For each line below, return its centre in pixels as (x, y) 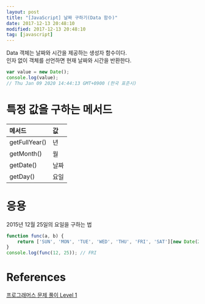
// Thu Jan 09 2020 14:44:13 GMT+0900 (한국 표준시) (72, 83)
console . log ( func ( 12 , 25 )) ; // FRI (52, 253)
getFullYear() (28, 142)
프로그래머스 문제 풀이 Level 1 (42, 295)
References (36, 277)
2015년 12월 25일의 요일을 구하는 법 (49, 224)
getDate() (23, 165)
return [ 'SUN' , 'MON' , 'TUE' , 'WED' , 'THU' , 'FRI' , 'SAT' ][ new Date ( (108, 242)
